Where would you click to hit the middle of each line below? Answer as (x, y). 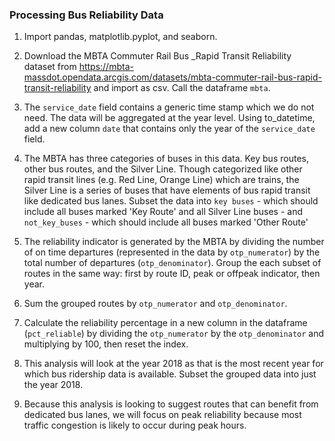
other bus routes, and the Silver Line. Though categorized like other (163, 169)
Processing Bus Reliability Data (86, 15)
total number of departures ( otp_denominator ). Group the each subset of (172, 263)
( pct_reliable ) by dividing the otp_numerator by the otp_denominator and (174, 334)
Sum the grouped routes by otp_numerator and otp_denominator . (155, 304)
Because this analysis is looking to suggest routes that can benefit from (171, 404)
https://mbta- (106, 67)
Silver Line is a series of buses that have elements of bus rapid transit (167, 190)
